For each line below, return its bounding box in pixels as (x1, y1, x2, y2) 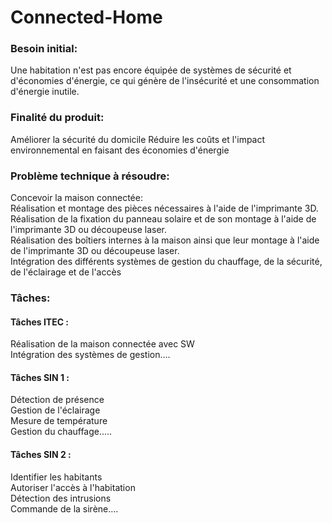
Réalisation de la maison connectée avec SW (10, 338, 195, 350)
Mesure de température (10, 415, 108, 427)
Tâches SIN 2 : (10, 449, 72, 460)
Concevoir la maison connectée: (10, 192, 143, 204)
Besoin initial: (10, 42, 78, 56)
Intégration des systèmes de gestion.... (10, 349, 171, 361)
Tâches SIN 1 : (10, 371, 70, 383)
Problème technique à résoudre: (10, 169, 170, 183)
